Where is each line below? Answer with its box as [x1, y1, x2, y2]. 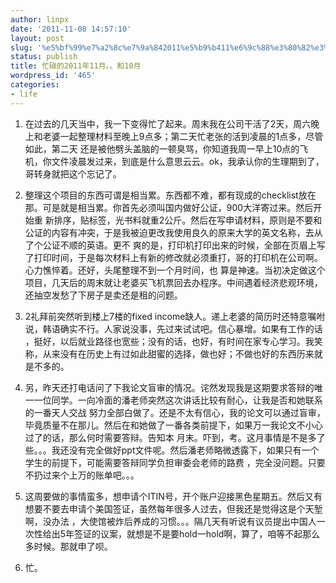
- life [10, 89, 38, 99]
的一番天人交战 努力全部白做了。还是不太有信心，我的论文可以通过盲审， [24, 406, 326, 418]
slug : [10, 42, 33, 53]
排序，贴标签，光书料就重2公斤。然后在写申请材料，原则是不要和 [53, 214, 323, 226]
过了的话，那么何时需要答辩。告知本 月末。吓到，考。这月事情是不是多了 [24, 431, 326, 443]
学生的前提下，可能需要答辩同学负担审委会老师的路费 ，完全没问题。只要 [24, 456, 326, 468]
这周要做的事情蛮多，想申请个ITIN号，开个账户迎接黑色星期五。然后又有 [24, 490, 323, 502]
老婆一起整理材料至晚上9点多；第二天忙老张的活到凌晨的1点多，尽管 [42, 130, 324, 142]
